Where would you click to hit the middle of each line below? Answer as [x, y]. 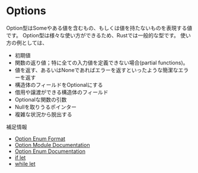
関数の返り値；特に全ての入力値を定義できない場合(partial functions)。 [101, 63]
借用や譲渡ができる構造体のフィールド [61, 92]
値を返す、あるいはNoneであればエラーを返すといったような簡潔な [96, 70]
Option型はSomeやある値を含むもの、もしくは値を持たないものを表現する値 [99, 28]
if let [20, 157]
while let [25, 164]
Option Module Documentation [52, 145]
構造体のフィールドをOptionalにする [59, 84]
